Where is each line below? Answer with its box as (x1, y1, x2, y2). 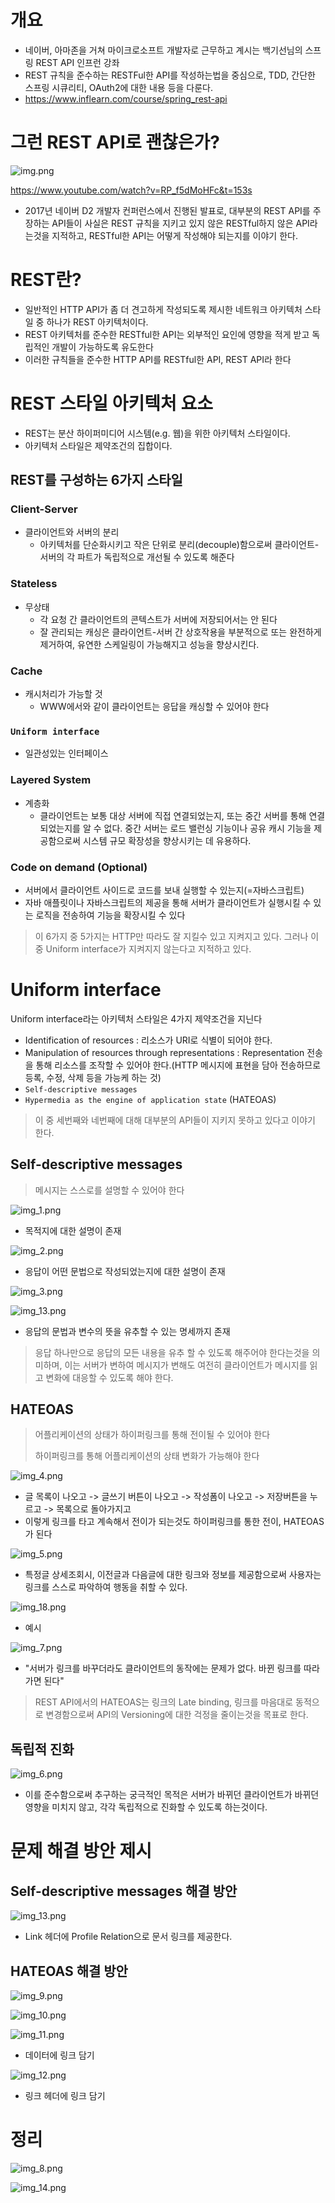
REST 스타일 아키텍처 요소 (10, 392, 213, 415)
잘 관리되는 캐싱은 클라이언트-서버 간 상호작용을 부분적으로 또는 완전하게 (39, 626, 322, 638)
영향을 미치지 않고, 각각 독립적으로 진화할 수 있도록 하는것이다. (24, 1801, 268, 1813)
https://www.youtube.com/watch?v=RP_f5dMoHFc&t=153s (10, 184, 253, 196)
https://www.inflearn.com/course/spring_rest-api (24, 92, 228, 105)
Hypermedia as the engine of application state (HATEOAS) (24, 1093, 277, 1105)
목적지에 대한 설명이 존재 (24, 1224, 122, 1236)
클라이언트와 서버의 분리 (24, 526, 120, 538)
